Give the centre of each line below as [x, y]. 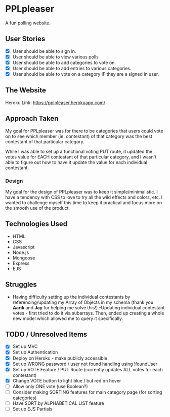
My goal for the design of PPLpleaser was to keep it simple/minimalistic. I [81, 191]
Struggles [21, 285]
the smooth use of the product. [37, 208]
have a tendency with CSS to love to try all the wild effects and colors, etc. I [84, 197]
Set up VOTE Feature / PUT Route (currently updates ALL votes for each [88, 369]
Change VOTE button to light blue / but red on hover [67, 380]
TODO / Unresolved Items [46, 334]
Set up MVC [25, 346]
